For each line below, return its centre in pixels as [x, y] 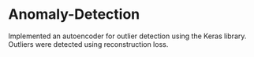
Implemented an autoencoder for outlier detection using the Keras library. [127, 36]
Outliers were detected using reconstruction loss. [88, 44]
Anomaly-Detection [74, 14]
